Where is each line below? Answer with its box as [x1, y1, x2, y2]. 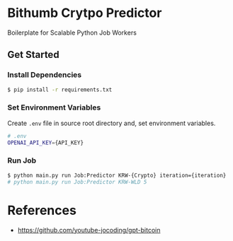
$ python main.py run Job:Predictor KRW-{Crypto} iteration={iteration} [7, 172, 227, 179]
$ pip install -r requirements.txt [7, 86, 113, 93]
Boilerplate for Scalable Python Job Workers [7, 28, 137, 37]
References [7, 202, 76, 218]
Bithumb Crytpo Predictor [7, 5, 162, 21]
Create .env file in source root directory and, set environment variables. [7, 119, 216, 127]
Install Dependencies [7, 70, 82, 80]
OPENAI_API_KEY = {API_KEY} [7, 139, 84, 146]
